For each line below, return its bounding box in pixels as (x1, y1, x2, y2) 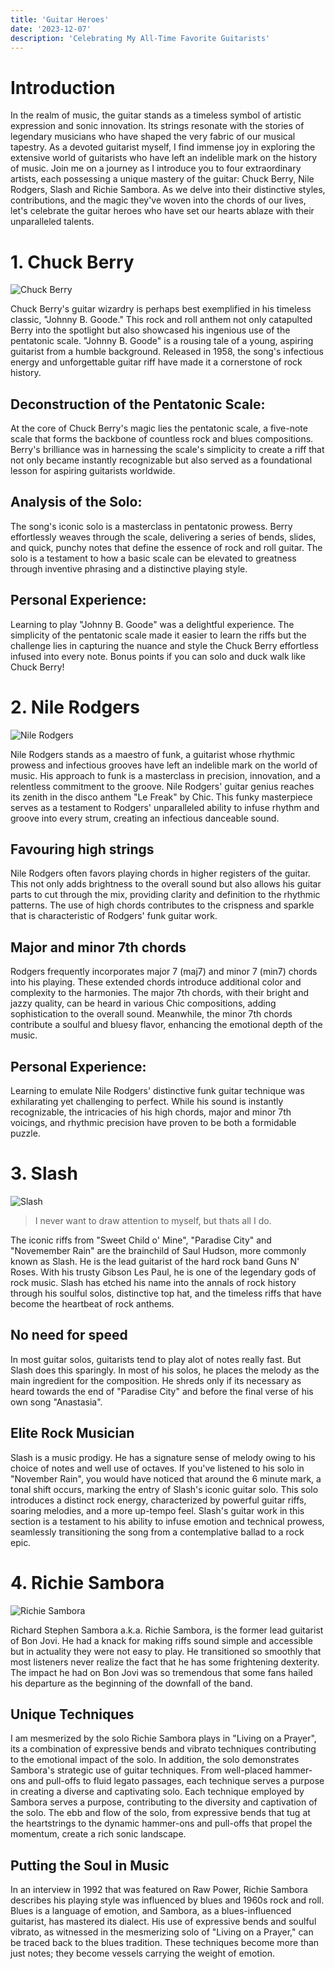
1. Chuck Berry (10, 251, 135, 273)
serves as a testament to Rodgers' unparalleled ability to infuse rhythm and (10, 801, 320, 813)
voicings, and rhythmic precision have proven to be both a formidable (10, 1117, 297, 1129)
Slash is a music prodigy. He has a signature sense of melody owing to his (10, 1451, 316, 1463)
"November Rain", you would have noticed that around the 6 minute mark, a (10, 1472, 322, 1485)
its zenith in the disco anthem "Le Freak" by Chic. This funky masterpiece (10, 791, 313, 803)
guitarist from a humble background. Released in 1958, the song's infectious (10, 346, 324, 358)
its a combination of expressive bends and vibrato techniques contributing (10, 1743, 317, 1755)
